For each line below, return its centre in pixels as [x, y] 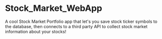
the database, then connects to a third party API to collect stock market [76, 26]
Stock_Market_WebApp [54, 8]
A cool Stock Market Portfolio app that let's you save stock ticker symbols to [81, 21]
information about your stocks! [36, 31]
